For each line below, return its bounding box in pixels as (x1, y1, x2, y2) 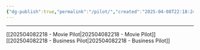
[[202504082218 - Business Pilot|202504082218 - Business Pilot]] (6, 37, 170, 44)
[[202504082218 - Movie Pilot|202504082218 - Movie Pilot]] (6, 30, 156, 37)
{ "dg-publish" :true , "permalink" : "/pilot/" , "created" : (6, 8, 143, 15)
